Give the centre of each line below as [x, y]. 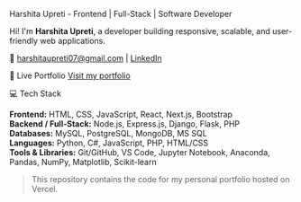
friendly [24, 41]
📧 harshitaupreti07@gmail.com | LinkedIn [86, 58]
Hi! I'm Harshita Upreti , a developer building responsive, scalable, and [140, 31]
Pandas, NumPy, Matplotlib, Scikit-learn [83, 162]
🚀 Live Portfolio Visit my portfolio [70, 75]
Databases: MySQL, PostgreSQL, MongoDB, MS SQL [108, 133]
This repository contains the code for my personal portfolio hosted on [160, 179]
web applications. [73, 41]
